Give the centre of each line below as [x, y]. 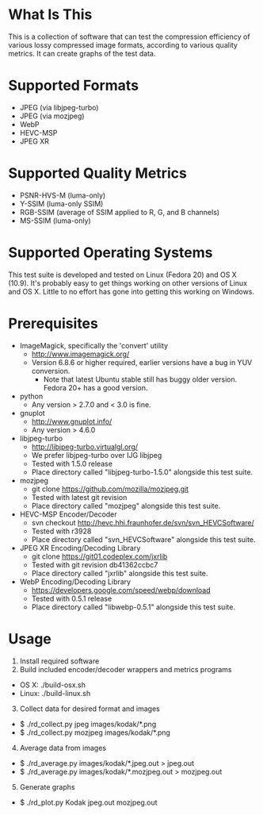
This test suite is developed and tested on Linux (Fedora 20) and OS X [123, 275]
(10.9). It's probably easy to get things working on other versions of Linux [128, 283]
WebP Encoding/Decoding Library [75, 582]
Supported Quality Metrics [98, 173]
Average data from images [63, 748]
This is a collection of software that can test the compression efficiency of [130, 37]
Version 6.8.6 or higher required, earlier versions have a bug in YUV [142, 362]
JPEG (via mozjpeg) [52, 116]
